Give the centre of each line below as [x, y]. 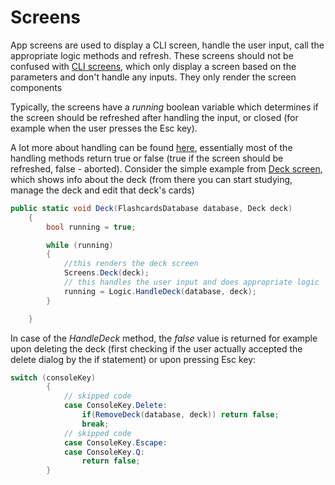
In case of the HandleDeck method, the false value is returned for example [164, 338]
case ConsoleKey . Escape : [115, 442]
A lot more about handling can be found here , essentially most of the [151, 147]
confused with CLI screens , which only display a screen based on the [153, 66]
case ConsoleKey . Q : [104, 452]
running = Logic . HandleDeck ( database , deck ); [160, 291]
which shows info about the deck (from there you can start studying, [151, 179]
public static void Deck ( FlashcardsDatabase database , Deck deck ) [151, 208]
